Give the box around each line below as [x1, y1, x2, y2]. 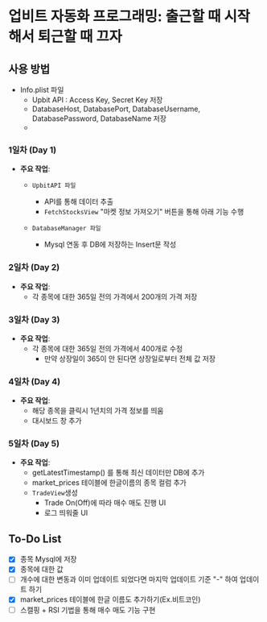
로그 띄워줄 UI [43, 508, 88, 518]
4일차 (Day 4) [8, 375, 61, 387]
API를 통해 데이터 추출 [43, 197, 114, 206]
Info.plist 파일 [19, 85, 64, 94]
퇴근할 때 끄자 [37, 27, 122, 46]
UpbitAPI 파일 [31, 182, 76, 190]
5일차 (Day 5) [8, 438, 60, 450]
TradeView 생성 [31, 488, 78, 498]
